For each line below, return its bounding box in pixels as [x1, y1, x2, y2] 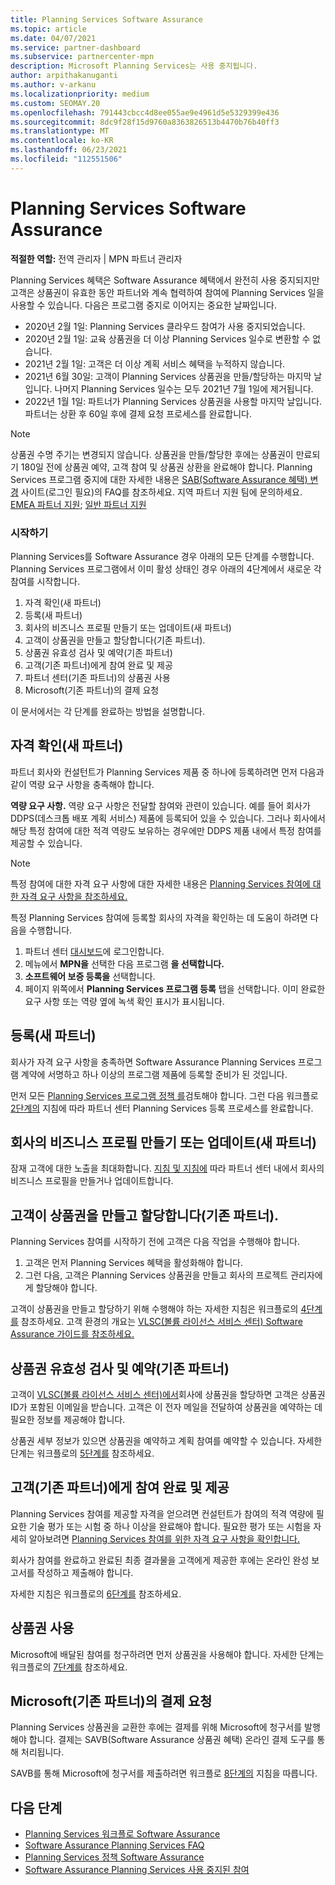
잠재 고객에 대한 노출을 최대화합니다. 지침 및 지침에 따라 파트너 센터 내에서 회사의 [10, 1162, 325, 1175]
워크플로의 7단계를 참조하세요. [10, 1661, 128, 1673]
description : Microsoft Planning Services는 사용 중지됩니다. [10, 61, 258, 71]
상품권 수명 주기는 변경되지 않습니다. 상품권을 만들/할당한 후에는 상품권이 [10, 448, 294, 460]
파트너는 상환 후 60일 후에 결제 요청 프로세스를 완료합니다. [24, 407, 252, 420]
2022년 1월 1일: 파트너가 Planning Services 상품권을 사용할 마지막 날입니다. [24, 395, 323, 407]
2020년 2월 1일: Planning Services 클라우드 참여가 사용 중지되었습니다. [24, 320, 306, 332]
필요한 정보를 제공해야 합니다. [10, 1414, 126, 1426]
